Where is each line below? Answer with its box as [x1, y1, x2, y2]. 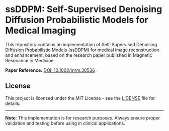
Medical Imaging [5, 25, 76, 36]
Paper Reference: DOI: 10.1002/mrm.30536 [5, 67, 96, 73]
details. [5, 100, 21, 106]
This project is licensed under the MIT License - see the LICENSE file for [5, 95, 155, 101]
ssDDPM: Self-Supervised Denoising [5, 4, 162, 15]
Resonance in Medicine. [5, 57, 55, 63]
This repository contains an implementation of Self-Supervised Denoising [5, 41, 157, 47]
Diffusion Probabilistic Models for [5, 14, 148, 26]
